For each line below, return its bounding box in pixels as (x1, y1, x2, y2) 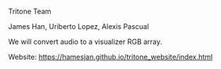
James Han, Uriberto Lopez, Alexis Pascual (8, 22, 149, 31)
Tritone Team (8, 7, 51, 16)
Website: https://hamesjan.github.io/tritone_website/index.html (8, 53, 213, 61)
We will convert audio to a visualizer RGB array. (8, 37, 162, 46)
